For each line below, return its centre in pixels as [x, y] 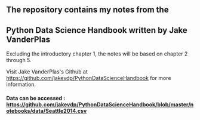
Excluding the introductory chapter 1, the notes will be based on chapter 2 [97, 54]
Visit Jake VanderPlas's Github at [47, 72]
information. [21, 84]
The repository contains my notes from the [87, 10]
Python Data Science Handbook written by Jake [97, 30]
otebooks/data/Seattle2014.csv [47, 110]
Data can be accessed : [36, 98]
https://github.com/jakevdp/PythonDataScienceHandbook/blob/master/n [100, 104]
